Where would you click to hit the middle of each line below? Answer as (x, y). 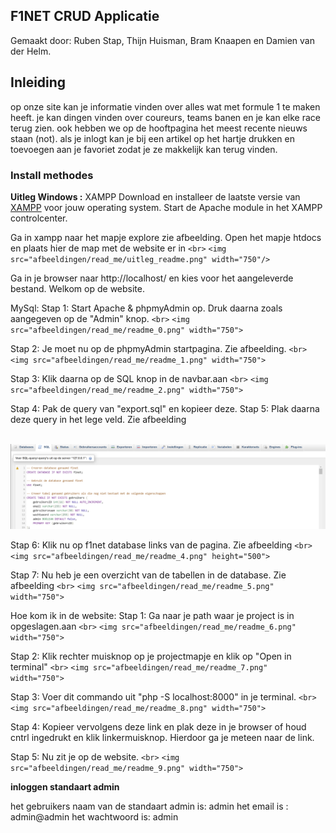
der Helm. (31, 51)
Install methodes (52, 175)
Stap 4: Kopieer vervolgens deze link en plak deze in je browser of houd (158, 726)
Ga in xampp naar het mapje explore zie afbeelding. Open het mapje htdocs (166, 237)
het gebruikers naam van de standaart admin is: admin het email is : (149, 806)
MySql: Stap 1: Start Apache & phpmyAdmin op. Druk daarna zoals (146, 308)
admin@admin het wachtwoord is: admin (94, 816)
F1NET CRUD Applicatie (85, 16)
